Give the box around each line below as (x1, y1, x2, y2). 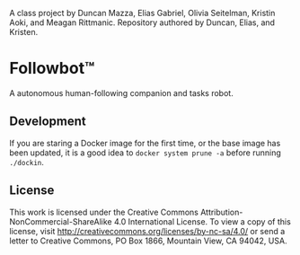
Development (9, 114, 87, 129)
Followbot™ (9, 58, 95, 79)
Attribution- (200, 207, 243, 217)
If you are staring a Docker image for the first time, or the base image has (9, 137, 281, 148)
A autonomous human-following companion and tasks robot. (9, 87, 234, 98)
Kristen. (9, 27, 39, 37)
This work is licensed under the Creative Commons (9, 207, 199, 217)
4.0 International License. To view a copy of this (113, 215, 292, 227)
